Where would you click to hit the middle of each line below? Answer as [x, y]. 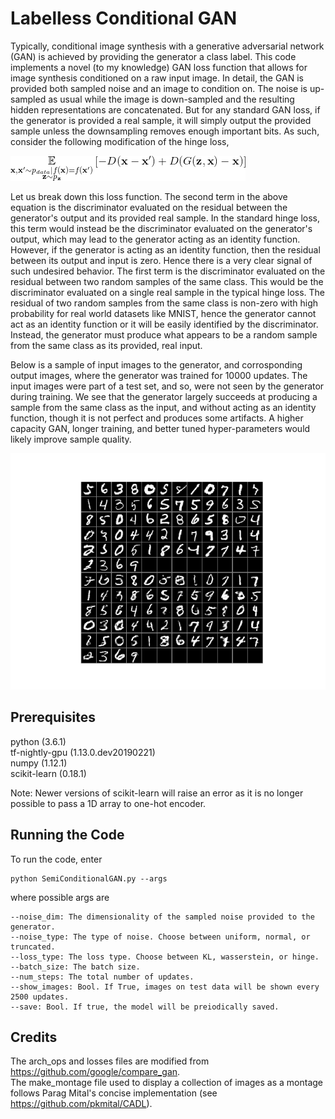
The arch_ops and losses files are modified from [110, 1061]
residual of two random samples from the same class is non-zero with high [164, 303]
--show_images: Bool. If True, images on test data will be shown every [165, 987]
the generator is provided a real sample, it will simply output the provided [161, 120]
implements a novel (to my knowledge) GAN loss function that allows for [159, 67]
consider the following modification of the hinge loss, [120, 141]
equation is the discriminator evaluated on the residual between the [149, 207]
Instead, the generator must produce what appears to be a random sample [164, 334]
